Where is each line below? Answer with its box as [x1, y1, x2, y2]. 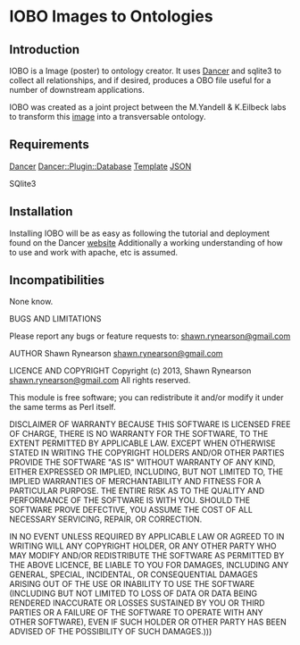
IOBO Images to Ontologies [9, 6, 213, 27]
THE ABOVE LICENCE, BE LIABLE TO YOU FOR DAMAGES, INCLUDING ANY [9, 560, 289, 571]
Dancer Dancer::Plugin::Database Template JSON [9, 161, 192, 172]
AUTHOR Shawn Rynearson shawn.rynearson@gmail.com [9, 348, 223, 359]
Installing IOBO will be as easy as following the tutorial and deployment [9, 228, 271, 239]
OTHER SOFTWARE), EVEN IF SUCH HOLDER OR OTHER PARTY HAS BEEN [9, 616, 287, 627]
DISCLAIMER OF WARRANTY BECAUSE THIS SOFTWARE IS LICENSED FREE [9, 419, 291, 430]
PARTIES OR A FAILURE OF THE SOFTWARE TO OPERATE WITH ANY [9, 607, 263, 618]
